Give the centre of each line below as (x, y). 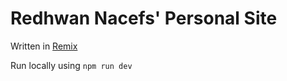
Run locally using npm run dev (71, 65)
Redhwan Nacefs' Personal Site (144, 18)
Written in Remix (44, 46)
